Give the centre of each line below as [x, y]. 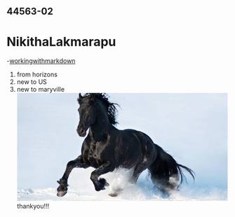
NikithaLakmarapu [61, 42]
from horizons [37, 75]
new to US [32, 82]
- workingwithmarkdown [41, 61]
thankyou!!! [33, 206]
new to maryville [40, 90]
